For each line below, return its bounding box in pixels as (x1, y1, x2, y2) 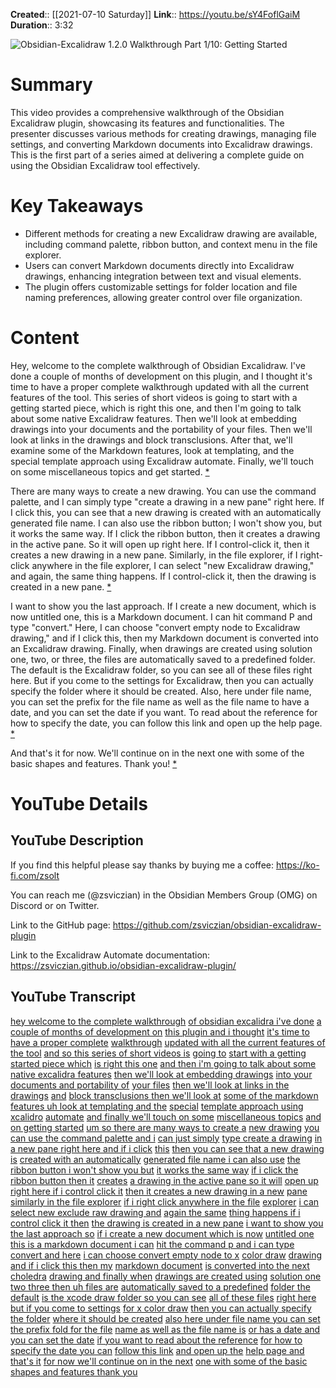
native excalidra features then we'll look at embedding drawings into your (10, 1068, 313, 1080)
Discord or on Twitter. (10, 899, 100, 911)
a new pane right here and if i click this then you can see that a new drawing (10, 1142, 325, 1154)
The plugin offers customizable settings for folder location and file (24, 280, 298, 293)
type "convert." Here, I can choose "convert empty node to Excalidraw (10, 621, 301, 633)
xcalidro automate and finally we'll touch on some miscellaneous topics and (10, 1110, 322, 1123)
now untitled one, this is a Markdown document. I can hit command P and (10, 610, 313, 623)
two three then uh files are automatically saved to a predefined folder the (10, 1280, 311, 1293)
